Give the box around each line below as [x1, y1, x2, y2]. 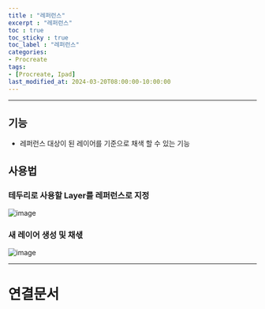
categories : [8, 48, 47, 56]
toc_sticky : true [8, 33, 69, 42]
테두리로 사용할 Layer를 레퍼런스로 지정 [8, 190, 150, 201]
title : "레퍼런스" [8, 11, 65, 20]
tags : [8, 63, 26, 71]
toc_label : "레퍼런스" [8, 41, 80, 49]
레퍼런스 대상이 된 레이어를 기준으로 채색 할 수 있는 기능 [19, 139, 191, 149]
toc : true [8, 26, 44, 34]
